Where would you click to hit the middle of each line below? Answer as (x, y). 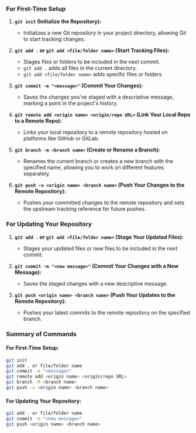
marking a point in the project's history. (71, 103)
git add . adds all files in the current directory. (80, 68)
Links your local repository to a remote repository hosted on (95, 132)
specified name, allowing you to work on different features (94, 168)
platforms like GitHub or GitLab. (61, 138)
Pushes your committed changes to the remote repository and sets (104, 203)
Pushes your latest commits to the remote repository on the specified (106, 312)
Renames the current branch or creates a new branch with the (98, 161)
